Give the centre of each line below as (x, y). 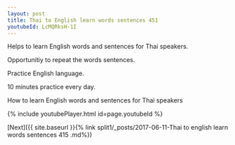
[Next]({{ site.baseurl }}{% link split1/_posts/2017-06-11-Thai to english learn (118, 128)
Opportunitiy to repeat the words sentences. (71, 60)
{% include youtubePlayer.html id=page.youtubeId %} (85, 114)
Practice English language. (46, 73)
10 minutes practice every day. (52, 87)
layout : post (26, 14)
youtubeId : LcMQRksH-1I (42, 26)
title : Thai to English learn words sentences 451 (83, 20)
